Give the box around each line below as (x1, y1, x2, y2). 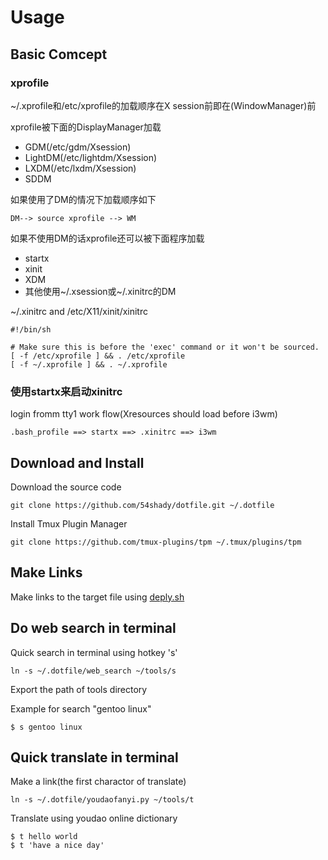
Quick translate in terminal (10, 749, 179, 766)
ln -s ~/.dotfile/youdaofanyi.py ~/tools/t (10, 795, 195, 805)
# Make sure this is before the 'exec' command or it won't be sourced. (10, 342, 320, 352)
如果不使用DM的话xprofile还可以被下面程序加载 (10, 232, 205, 244)
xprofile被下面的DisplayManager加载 (10, 121, 162, 133)
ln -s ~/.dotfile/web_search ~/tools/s (10, 666, 177, 676)
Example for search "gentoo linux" (10, 702, 152, 715)
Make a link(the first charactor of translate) (10, 776, 187, 788)
